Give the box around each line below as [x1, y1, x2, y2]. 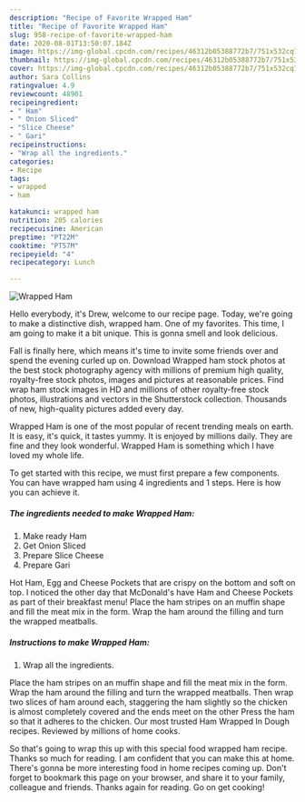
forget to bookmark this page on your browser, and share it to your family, [9, 772, 286, 783]
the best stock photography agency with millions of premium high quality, [9, 365, 284, 376]
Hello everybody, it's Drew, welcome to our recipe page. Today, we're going [9, 308, 293, 319]
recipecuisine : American [9, 224, 103, 233]
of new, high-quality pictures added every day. [9, 404, 184, 415]
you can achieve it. [9, 487, 80, 498]
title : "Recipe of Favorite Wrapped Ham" [9, 22, 169, 31]
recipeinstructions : [9, 140, 88, 149]
